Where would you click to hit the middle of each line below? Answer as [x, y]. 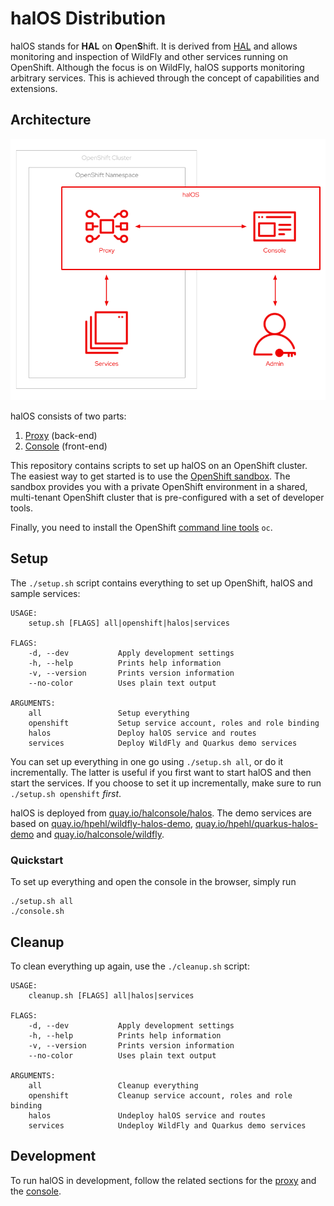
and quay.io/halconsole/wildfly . [100, 834]
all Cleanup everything [113, 1086]
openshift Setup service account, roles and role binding [174, 723]
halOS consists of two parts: [68, 416]
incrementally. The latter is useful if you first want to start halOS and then [161, 772]
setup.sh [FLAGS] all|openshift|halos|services [129, 623]
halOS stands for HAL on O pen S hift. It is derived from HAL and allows [154, 46]
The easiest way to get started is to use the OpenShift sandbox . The [150, 476]
